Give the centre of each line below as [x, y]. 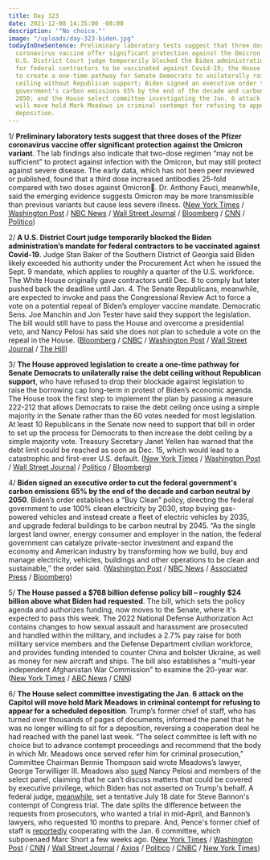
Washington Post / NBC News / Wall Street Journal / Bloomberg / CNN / [127, 213]
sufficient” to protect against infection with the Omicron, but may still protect [135, 162]
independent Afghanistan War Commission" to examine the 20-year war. [129, 669]
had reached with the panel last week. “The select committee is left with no [133, 737]
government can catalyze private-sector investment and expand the [121, 542]
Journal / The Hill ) [38, 349]
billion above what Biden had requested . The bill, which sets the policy [127, 601]
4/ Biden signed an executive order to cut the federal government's [123, 483]
